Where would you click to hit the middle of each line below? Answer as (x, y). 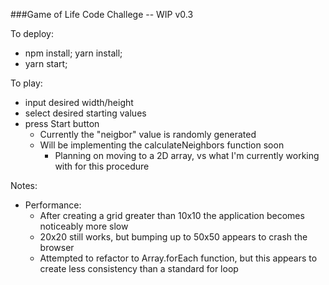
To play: (26, 83)
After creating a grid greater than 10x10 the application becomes (172, 215)
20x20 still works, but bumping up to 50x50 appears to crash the (173, 237)
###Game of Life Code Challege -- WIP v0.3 (102, 14)
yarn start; (46, 63)
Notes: (24, 185)
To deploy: (32, 33)
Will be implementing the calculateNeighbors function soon (162, 145)
